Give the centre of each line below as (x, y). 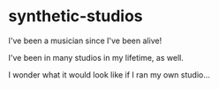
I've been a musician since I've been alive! (85, 41)
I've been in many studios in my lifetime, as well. (96, 57)
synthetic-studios (76, 16)
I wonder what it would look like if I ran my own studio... (109, 74)
